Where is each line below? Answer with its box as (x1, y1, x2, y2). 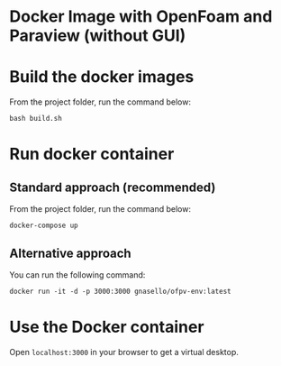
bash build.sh (9, 114, 63, 124)
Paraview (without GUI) (9, 25, 186, 46)
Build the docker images (9, 67, 195, 87)
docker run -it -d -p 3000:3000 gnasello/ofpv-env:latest (9, 287, 231, 296)
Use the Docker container (9, 317, 204, 337)
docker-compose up (9, 221, 78, 231)
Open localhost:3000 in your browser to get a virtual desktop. (9, 346, 239, 357)
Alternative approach (9, 245, 132, 261)
